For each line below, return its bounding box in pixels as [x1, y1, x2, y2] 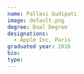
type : [7, 56, 23, 63]
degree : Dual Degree [7, 23, 68, 30]
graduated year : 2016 [7, 43, 71, 50]
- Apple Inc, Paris [13, 37, 71, 44]
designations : [7, 30, 49, 37]
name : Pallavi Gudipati [7, 10, 78, 18]
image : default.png [7, 17, 65, 24]
